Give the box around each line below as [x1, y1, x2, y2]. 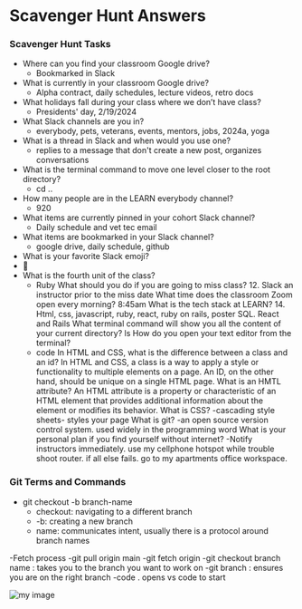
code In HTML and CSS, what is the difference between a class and [35, 347, 288, 358]
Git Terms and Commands [9, 476, 127, 488]
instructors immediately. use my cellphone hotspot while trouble [35, 443, 275, 454]
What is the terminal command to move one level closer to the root [22, 164, 271, 175]
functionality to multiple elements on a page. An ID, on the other [35, 366, 274, 377]
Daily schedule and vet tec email [35, 222, 157, 233]
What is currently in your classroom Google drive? [22, 78, 210, 89]
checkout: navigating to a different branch [35, 506, 193, 517]
